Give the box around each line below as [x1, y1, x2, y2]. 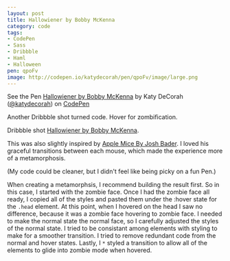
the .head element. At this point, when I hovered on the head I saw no [7, 203, 203, 211]
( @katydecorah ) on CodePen [7, 100, 90, 108]
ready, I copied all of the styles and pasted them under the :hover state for [7, 195, 218, 203]
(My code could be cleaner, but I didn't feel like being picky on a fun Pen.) [7, 167, 216, 175]
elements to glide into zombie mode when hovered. [7, 246, 152, 254]
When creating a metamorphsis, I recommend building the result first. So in [7, 181, 220, 189]
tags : [7, 29, 23, 36]
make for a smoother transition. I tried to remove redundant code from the [7, 232, 216, 240]
